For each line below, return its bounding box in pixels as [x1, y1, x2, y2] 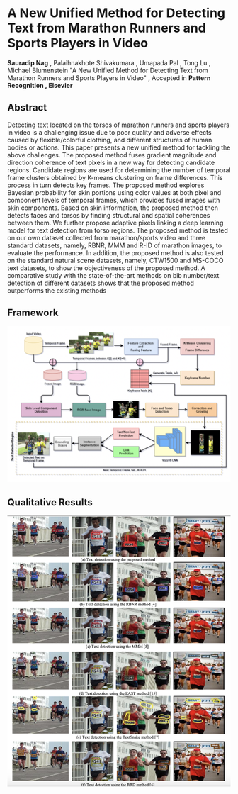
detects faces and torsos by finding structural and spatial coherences [7, 211, 210, 219]
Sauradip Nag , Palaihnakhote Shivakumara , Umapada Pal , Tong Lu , [7, 58, 211, 67]
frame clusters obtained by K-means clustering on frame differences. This [7, 173, 223, 181]
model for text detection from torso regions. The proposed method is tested [7, 225, 229, 235]
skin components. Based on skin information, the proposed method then [7, 203, 218, 212]
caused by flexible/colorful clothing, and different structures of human [7, 135, 212, 144]
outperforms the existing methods [7, 286, 107, 295]
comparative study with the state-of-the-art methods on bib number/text [7, 271, 220, 279]
